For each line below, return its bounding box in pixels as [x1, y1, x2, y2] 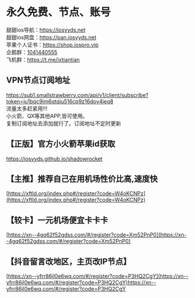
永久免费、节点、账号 [6, 5, 112, 19]
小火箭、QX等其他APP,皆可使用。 [6, 112, 88, 119]
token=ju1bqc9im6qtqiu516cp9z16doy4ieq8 [6, 98, 114, 105]
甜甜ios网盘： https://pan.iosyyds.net [6, 33, 97, 41]
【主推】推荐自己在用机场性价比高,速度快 [6, 173, 158, 184]
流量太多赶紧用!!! [6, 105, 48, 112]
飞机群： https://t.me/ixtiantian [6, 56, 81, 63]
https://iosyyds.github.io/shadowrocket [6, 155, 103, 162]
